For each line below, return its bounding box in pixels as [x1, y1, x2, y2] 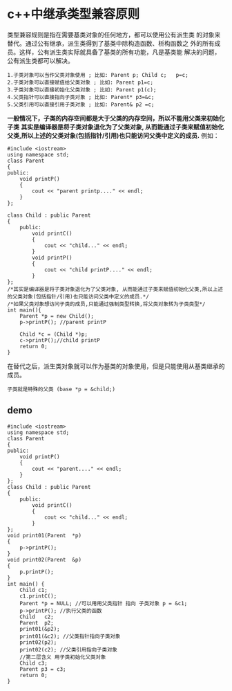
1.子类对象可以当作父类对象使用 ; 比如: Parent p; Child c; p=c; [7, 71, 188, 78]
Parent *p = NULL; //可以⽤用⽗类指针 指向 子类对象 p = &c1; [19, 600, 188, 607]
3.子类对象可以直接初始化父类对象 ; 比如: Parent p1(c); [7, 86, 157, 93]
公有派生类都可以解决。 [7, 56, 74, 64]
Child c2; [19, 613, 54, 620]
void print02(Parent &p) [7, 556, 81, 563]
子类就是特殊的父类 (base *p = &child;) [7, 386, 116, 393]
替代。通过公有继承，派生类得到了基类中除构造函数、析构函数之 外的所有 [7, 39, 215, 47]
